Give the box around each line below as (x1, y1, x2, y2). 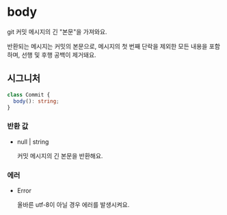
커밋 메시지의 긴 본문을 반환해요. (16, 151, 103, 160)
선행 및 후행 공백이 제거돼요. (21, 51, 97, 59)
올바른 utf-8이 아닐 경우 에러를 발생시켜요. (16, 200, 130, 209)
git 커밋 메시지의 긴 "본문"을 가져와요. (7, 27, 107, 36)
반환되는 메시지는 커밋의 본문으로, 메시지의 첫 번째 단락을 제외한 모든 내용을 (7, 42, 208, 50)
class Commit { (7, 91, 51, 98)
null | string (16, 138, 49, 146)
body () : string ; (13, 97, 59, 105)
